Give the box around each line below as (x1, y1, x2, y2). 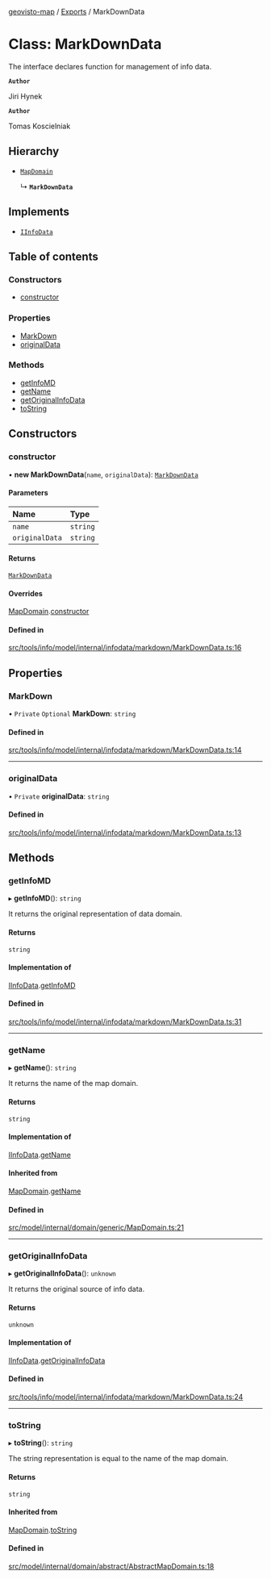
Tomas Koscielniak (8, 121, 71, 131)
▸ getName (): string (8, 1063, 77, 1072)
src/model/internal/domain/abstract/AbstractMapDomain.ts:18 (8, 1561, 215, 1571)
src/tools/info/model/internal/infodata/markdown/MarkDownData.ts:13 (8, 827, 242, 838)
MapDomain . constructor (8, 607, 90, 616)
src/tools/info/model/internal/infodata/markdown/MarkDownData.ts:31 (8, 1017, 242, 1027)
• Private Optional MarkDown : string (8, 709, 136, 719)
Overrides (8, 588, 43, 598)
